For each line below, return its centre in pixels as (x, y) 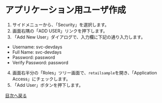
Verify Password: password (40, 63)
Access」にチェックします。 (41, 79)
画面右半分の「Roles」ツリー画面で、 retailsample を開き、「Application (84, 72)
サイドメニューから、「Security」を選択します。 (61, 25)
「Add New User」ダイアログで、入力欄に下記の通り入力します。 (79, 37)
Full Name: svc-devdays (37, 52)
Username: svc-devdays (37, 47)
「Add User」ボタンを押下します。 (48, 85)
